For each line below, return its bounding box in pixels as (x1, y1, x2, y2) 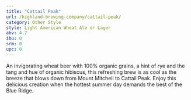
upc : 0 (6, 47, 22, 52)
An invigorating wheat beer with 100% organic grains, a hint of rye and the (6, 62, 185, 69)
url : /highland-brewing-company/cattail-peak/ (6, 14, 121, 20)
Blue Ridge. (6, 87, 34, 94)
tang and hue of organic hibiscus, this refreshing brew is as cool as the (6, 68, 177, 76)
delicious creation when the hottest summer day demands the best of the (6, 81, 183, 88)
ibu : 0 (6, 35, 22, 41)
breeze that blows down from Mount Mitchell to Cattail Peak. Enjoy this (6, 74, 176, 81)
